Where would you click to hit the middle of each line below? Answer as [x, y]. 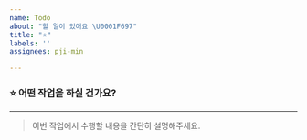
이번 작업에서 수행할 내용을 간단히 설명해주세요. [116, 126]
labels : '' [30, 43]
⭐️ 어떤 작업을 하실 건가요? [63, 94]
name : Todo [30, 18]
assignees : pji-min [47, 52]
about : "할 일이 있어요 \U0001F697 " [74, 26]
